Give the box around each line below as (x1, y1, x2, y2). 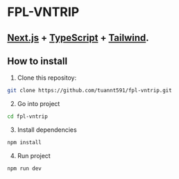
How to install (7, 55, 68, 67)
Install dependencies (17, 126, 78, 134)
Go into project (17, 100, 60, 108)
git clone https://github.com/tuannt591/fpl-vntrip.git (7, 87, 172, 94)
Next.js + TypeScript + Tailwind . (7, 32, 149, 44)
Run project (17, 152, 51, 160)
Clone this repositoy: (17, 74, 77, 82)
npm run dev (7, 165, 42, 172)
